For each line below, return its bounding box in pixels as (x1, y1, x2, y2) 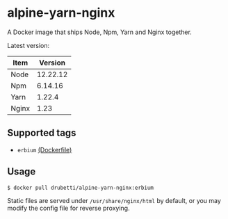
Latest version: (7, 41, 50, 49)
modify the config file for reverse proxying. (7, 204, 130, 212)
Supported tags (7, 127, 76, 139)
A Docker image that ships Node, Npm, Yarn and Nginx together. (7, 28, 193, 36)
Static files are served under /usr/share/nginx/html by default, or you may (7, 196, 221, 204)
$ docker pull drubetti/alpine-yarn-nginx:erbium (7, 184, 154, 191)
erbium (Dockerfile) (17, 145, 72, 154)
